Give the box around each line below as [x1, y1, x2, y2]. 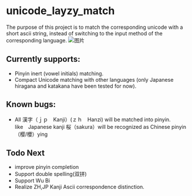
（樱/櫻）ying [14, 131, 48, 138]
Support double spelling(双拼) [14, 171, 87, 178]
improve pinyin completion [14, 164, 79, 171]
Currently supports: [6, 54, 80, 64]
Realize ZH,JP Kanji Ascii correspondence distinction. [14, 184, 145, 191]
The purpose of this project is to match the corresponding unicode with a [6, 24, 183, 31]
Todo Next [6, 148, 45, 158]
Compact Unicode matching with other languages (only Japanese [14, 76, 174, 83]
